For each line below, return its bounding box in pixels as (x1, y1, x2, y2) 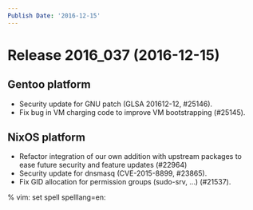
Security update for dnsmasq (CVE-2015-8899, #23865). (18, 168, 208, 178)
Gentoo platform (7, 77, 91, 92)
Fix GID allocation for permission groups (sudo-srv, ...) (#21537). (18, 177, 231, 187)
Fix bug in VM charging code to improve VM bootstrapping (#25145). (18, 107, 246, 117)
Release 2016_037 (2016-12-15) (7, 46, 220, 64)
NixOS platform (7, 131, 85, 145)
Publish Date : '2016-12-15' (7, 11, 101, 20)
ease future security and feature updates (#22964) (18, 160, 188, 170)
